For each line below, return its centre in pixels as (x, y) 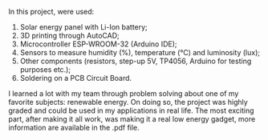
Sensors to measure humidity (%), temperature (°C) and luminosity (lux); (140, 52)
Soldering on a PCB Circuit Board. (76, 78)
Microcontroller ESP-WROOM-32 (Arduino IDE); (99, 44)
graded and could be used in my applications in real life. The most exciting (131, 110)
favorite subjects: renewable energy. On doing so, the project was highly (128, 102)
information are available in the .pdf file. (74, 128)
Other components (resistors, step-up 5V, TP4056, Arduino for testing (136, 61)
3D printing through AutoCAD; (69, 36)
